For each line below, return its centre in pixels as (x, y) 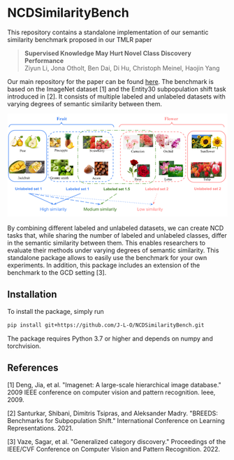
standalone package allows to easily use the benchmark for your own (107, 258)
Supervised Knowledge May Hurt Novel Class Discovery (108, 53)
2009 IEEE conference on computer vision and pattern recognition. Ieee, (111, 392)
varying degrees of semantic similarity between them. (85, 103)
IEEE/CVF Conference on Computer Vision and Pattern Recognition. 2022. (114, 449)
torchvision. (24, 346)
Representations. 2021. (40, 428)
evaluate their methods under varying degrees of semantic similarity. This (113, 250)
